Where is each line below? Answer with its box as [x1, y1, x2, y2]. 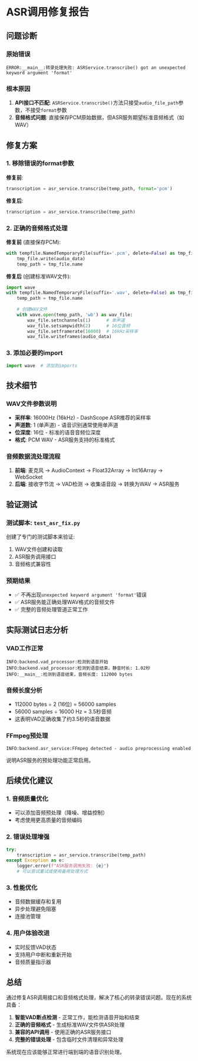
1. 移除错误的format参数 [6, 159, 74, 168]
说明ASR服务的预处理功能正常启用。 [6, 757, 94, 764]
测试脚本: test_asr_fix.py [6, 519, 81, 527]
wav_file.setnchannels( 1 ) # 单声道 [27, 317, 126, 323]
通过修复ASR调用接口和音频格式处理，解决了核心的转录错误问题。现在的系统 [6, 994, 192, 1001]
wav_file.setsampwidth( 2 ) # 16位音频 [27, 323, 131, 329]
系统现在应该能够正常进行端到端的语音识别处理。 [6, 1049, 125, 1056]
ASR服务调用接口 [14, 553, 57, 561]
